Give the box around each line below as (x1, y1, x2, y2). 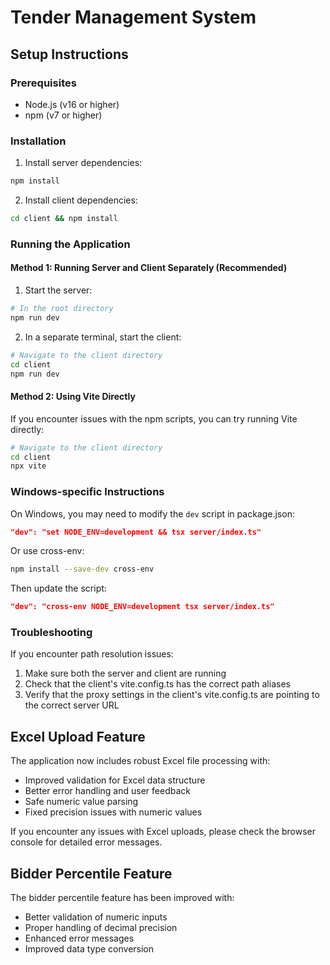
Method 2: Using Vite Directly (10, 391, 136, 403)
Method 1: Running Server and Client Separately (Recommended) (10, 262, 288, 274)
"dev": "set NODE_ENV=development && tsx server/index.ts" (10, 527, 262, 537)
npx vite (10, 461, 47, 471)
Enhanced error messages (24, 932, 135, 945)
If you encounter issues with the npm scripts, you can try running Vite (10, 412, 298, 425)
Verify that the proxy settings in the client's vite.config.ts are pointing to (24, 689, 320, 701)
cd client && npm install (10, 214, 118, 224)
